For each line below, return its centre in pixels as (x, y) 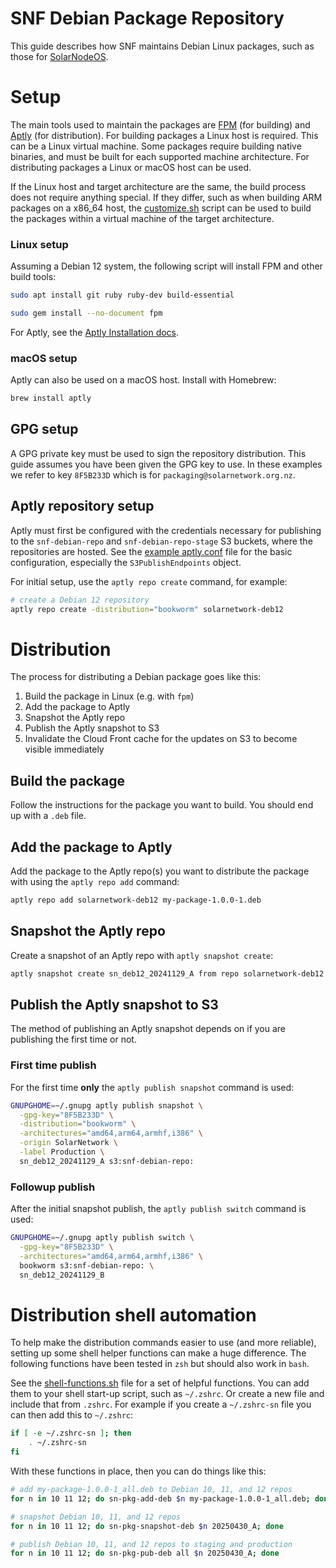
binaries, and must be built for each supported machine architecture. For (160, 156)
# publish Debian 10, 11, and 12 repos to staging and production (151, 1544)
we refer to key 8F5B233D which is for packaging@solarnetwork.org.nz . (153, 474)
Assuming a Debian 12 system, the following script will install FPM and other (166, 266)
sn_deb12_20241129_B (62, 1275)
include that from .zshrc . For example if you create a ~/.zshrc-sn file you (161, 1404)
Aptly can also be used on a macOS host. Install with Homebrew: (143, 380)
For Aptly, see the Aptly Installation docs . (95, 332)
